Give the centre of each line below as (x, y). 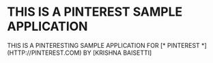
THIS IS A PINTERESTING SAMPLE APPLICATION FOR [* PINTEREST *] (107, 45)
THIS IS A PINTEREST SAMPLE (95, 12)
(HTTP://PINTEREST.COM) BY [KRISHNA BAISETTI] (80, 53)
